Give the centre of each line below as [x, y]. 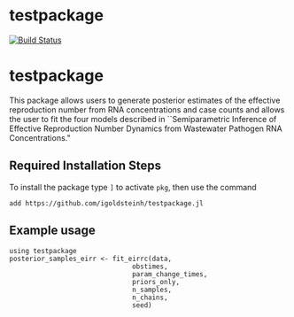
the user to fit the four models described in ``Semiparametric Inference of [143, 119]
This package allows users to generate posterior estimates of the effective [145, 100]
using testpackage [43, 251]
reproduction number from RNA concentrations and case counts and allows [147, 109]
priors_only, [155, 282]
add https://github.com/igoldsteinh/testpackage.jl [106, 203]
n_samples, [152, 290]
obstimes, [150, 267]
